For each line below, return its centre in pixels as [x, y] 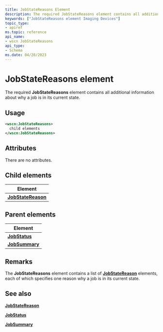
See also [18, 294]
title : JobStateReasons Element [38, 9]
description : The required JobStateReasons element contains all [72, 14]
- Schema [14, 50]
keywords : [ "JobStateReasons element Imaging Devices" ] [63, 18]
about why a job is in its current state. [42, 97]
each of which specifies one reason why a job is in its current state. [72, 278]
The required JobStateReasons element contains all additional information [80, 92]
